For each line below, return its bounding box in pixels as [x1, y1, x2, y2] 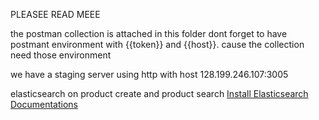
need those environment [10, 49, 112, 61]
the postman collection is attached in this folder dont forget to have [10, 28, 288, 39]
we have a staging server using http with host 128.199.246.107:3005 [10, 69, 289, 80]
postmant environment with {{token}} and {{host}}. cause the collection [10, 39, 305, 50]
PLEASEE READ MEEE [10, 9, 101, 20]
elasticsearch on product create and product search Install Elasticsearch [10, 88, 309, 99]
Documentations [10, 99, 79, 110]
